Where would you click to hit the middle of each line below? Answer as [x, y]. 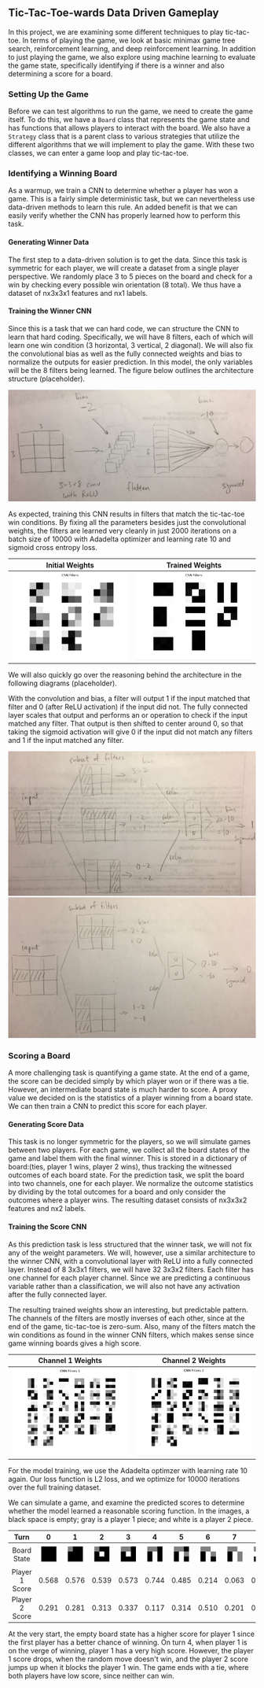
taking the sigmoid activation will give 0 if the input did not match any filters [130, 732]
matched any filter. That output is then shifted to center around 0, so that [126, 724]
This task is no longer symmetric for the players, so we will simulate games [130, 1142]
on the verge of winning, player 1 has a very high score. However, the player [131, 1650]
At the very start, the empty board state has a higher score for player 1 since [132, 1634]
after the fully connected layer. [58, 1295]
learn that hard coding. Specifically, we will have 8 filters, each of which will [131, 337]
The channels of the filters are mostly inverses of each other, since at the [126, 1318]
